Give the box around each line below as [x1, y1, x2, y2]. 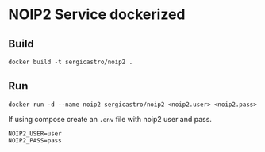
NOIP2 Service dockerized [8, 6, 186, 24]
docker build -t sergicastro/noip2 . [8, 58, 133, 66]
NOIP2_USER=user [8, 129, 62, 138]
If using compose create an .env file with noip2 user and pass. [8, 114, 213, 123]
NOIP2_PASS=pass [8, 136, 62, 144]
